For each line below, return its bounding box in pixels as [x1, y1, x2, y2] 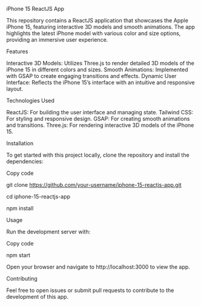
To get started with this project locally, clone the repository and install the [6, 151, 189, 158]
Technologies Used [6, 97, 54, 104]
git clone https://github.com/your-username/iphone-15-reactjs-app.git [6, 181, 182, 188]
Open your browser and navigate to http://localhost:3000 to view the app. [6, 263, 191, 270]
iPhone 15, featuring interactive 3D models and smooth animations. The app [6, 24, 196, 30]
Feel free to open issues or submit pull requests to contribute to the [6, 287, 174, 294]
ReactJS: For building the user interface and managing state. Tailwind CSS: [6, 109, 194, 116]
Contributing [6, 275, 38, 282]
